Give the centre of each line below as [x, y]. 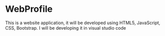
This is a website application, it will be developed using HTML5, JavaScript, [83, 23]
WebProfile [29, 9]
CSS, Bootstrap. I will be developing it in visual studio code [66, 28]
